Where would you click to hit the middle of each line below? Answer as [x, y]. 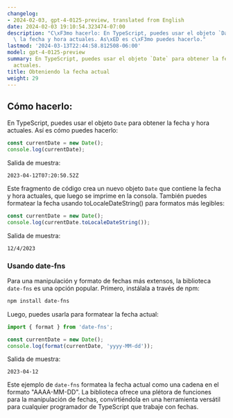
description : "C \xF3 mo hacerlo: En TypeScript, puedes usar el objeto [111, 33]
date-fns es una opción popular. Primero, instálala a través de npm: [103, 288]
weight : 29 [23, 78]
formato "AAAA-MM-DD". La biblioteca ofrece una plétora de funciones [109, 392]
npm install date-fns [38, 301]
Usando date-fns [36, 266]
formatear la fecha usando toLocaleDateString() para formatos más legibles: [116, 203]
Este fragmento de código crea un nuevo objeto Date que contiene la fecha [114, 188]
